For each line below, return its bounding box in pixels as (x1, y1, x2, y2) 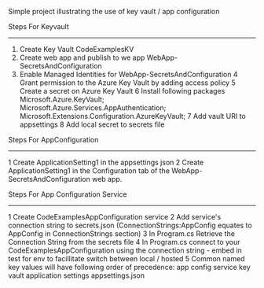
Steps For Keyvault (8, 22, 69, 31)
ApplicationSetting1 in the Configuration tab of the (8, 166, 170, 175)
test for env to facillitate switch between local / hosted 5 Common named (8, 254, 245, 263)
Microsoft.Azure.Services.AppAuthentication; (19, 103, 167, 113)
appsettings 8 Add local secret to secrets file (19, 120, 165, 129)
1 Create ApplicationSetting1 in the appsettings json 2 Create (8, 157, 204, 167)
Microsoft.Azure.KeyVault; (19, 94, 104, 104)
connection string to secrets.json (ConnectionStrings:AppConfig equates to (8, 220, 253, 230)
